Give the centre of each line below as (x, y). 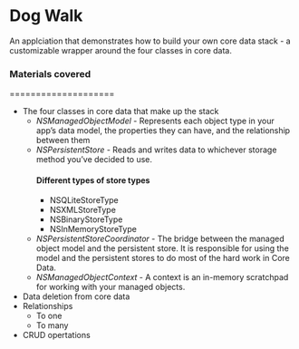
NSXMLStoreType (82, 210)
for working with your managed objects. (111, 287)
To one (49, 316)
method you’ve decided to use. (94, 160)
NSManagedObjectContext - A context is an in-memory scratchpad (162, 277)
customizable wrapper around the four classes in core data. (121, 50)
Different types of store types (93, 180)
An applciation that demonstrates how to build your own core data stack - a (150, 41)
